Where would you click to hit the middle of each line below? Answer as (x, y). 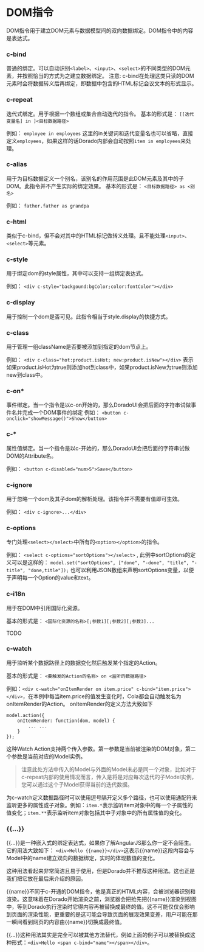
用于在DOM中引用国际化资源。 (45, 608)
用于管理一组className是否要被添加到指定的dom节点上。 (79, 347)
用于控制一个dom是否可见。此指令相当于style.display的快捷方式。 (89, 317)
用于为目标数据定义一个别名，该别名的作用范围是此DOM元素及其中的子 (95, 178)
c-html (16, 222)
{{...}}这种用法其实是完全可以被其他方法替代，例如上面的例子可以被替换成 (98, 935)
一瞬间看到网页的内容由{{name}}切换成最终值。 (66, 922)
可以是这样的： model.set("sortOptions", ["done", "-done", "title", (100, 562)
